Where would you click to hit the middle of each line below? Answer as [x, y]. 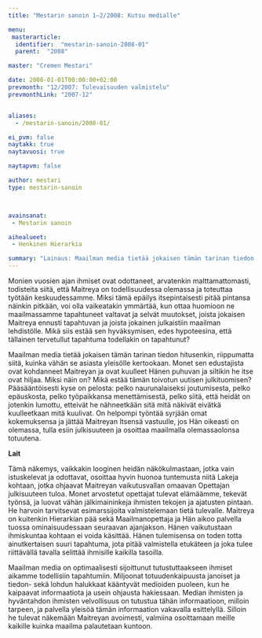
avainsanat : [27, 216]
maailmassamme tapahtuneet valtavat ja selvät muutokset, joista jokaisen [127, 314]
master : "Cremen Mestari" [50, 66]
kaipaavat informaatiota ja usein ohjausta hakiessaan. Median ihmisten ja [126, 592]
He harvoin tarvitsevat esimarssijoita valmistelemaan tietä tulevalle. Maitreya [131, 511]
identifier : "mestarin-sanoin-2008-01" [82, 44]
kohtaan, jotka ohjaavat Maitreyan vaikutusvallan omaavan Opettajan [119, 485]
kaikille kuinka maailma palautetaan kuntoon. [80, 626]
